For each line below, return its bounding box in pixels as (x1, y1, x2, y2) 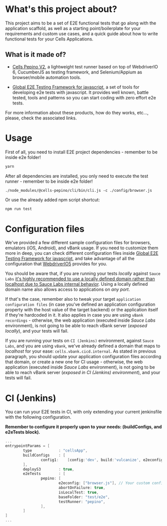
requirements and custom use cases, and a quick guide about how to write (5, 30, 158, 36)
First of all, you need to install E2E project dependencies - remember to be (5, 149, 158, 155)
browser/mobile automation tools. (12, 74, 82, 80)
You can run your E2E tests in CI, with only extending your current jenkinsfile (5, 409, 162, 415)
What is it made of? (5, 50, 66, 59)
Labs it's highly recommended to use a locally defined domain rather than (5, 276, 155, 282)
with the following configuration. (5, 414, 72, 420)
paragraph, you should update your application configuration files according (5, 354, 162, 360)
